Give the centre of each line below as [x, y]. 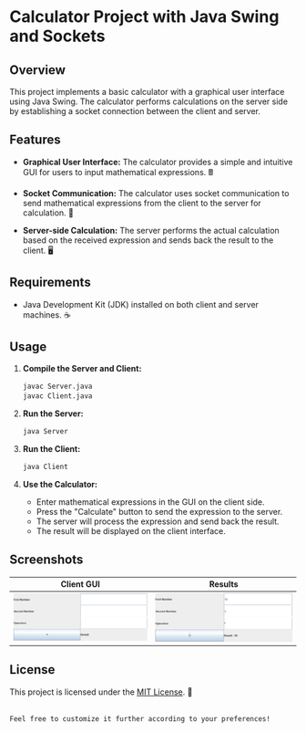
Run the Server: [53, 414]
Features [35, 140]
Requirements [50, 283]
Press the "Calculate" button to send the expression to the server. [159, 511]
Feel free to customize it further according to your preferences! [140, 718]
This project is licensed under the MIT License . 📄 [101, 692]
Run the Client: [51, 449]
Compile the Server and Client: [82, 369]
